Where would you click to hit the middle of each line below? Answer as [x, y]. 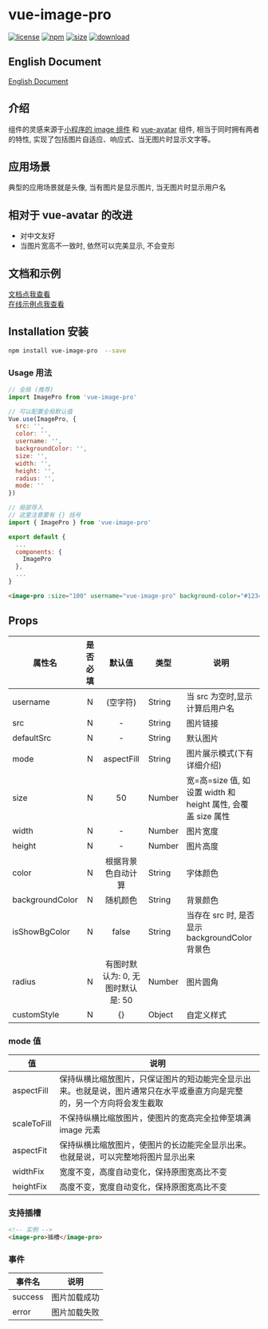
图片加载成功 [75, 1298]
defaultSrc [32, 738]
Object [161, 1014]
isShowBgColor [41, 931]
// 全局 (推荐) [31, 389]
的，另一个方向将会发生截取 [111, 1103]
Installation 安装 [49, 332]
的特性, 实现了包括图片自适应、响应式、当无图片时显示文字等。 [112, 139]
